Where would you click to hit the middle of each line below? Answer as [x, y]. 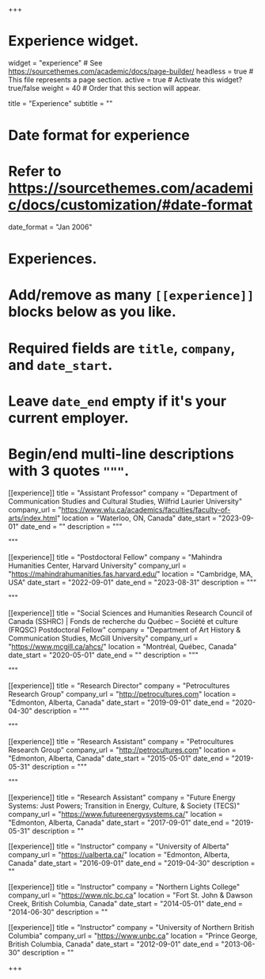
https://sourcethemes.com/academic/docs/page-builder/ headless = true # [131, 71]
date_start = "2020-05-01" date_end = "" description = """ [104, 655]
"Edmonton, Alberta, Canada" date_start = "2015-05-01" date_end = [119, 758]
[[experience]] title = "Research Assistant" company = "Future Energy [122, 797]
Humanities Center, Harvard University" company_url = [98, 565]
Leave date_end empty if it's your [117, 401]
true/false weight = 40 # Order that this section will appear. [104, 88]
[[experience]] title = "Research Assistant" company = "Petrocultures [121, 741]
